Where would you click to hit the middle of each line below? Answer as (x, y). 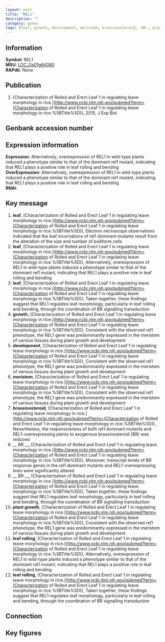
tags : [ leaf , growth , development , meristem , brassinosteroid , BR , (78, 28)
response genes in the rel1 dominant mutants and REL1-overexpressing (84, 465)
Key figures (24, 633)
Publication (23, 86)
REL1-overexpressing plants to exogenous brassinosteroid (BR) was (81, 434)
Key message (27, 203)
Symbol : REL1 (19, 59)
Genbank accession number (49, 128)
